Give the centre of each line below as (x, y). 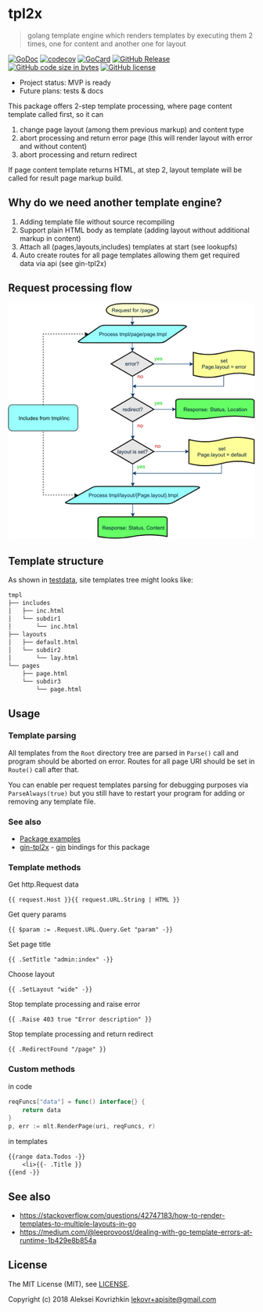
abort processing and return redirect (78, 155)
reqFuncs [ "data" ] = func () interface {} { (77, 1102)
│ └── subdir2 (34, 651)
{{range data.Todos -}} (47, 1157)
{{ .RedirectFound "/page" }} (58, 1050)
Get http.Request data (43, 884)
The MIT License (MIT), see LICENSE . (69, 1284)
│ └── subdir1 (34, 619)
